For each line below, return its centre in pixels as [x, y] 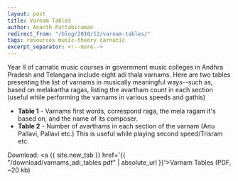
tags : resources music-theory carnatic [66, 40]
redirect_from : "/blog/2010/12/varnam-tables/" [79, 34]
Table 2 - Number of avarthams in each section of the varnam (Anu [116, 126]
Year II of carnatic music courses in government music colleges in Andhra [115, 67]
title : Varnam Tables [39, 21]
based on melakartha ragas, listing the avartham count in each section [110, 90]
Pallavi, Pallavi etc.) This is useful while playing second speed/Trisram [120, 133]
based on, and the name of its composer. [78, 119]
